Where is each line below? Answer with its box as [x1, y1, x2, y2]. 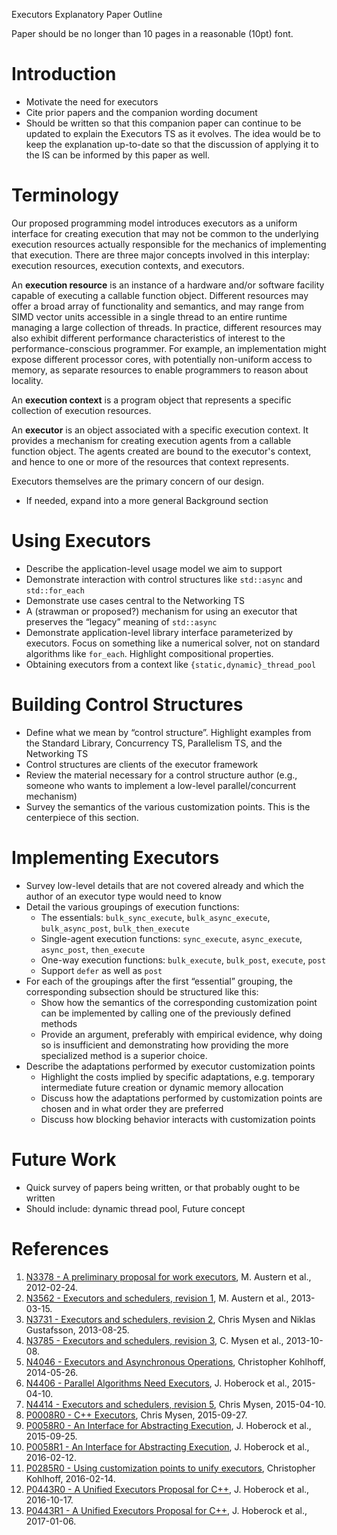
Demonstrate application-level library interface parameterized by [25, 626, 294, 638]
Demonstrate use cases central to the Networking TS [25, 594, 245, 606]
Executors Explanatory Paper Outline [11, 9, 163, 20]
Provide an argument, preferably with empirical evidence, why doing [40, 1028, 323, 1040]
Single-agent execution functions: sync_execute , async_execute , [40, 932, 303, 944]
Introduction [11, 63, 117, 86]
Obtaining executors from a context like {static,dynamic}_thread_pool [25, 658, 317, 670]
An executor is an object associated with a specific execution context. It [11, 424, 309, 436]
